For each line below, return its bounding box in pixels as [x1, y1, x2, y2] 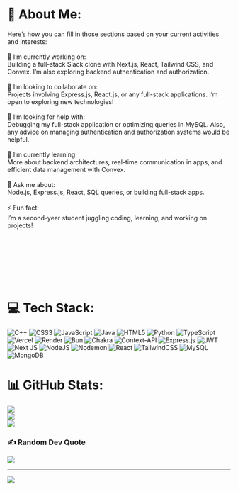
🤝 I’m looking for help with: [7, 113, 85, 121]
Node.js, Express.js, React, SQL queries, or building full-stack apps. [7, 188, 205, 196]
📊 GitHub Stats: [7, 377, 104, 393]
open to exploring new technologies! [7, 97, 115, 106]
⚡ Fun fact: [7, 203, 39, 212]
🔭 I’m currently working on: [7, 52, 86, 61]
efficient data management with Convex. [7, 165, 126, 174]
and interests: [7, 37, 47, 45]
